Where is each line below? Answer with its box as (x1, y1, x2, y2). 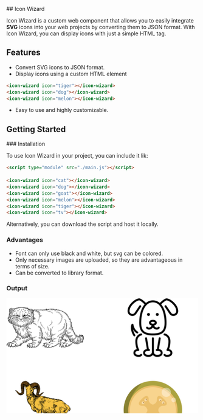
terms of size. (15, 262, 50, 270)
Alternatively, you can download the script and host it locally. (6, 220, 159, 228)
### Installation (6, 140, 46, 148)
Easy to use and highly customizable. (15, 107, 109, 114)
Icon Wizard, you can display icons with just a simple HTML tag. (6, 30, 167, 37)
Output (6, 284, 28, 293)
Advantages (6, 236, 44, 244)
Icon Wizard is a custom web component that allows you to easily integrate (6, 17, 194, 24)
